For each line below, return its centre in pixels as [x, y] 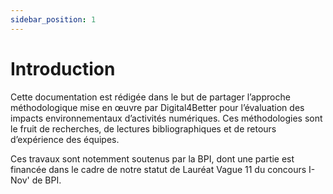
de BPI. [46, 180]
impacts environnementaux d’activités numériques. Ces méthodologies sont [166, 118]
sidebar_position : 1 [53, 19]
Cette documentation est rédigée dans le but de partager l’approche [150, 97]
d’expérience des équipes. [65, 139]
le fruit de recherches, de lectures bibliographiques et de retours [143, 128]
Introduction [63, 68]
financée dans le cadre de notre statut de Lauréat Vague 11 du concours [158, 169]
